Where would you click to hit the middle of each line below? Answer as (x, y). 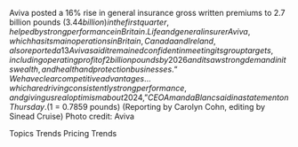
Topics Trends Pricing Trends (63, 133)
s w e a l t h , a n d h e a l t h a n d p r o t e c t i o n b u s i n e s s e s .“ (93, 69)
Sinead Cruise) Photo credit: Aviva (72, 116)
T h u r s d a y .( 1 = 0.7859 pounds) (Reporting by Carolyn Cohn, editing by (137, 107)
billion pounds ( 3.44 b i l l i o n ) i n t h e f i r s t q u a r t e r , (89, 22)
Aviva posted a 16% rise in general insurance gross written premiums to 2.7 (148, 13)
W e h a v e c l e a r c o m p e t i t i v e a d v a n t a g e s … (80, 78)
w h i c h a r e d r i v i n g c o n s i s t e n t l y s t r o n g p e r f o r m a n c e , (98, 88)
